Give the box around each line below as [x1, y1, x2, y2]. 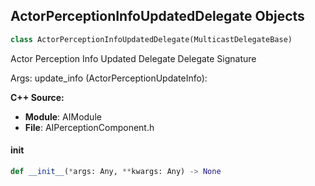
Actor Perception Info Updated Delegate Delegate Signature [10, 52, 257, 64]
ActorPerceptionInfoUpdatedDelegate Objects [10, 8, 305, 25]
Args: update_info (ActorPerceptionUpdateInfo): [10, 72, 208, 84]
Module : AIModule [24, 110, 102, 123]
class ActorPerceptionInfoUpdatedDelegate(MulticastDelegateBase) [10, 34, 293, 44]
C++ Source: [10, 91, 65, 103]
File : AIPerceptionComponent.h [24, 121, 155, 133]
